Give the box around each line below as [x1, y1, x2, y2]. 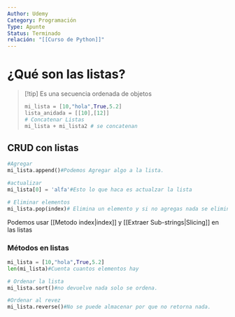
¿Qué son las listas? [7, 66, 126, 83]
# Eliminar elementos [7, 199, 71, 206]
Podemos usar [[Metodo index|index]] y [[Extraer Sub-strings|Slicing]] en [7, 218, 219, 226]
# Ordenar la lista [7, 278, 64, 285]
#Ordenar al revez [7, 297, 61, 304]
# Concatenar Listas [24, 116, 85, 123]
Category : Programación [7, 17, 77, 24]
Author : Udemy [7, 10, 49, 17]
